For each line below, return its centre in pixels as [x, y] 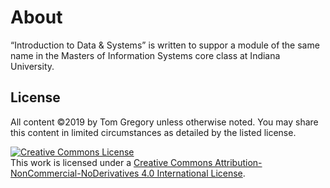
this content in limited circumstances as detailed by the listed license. [153, 132]
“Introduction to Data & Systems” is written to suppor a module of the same [165, 45]
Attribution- [238, 162]
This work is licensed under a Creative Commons [111, 162]
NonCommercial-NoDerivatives [75, 173]
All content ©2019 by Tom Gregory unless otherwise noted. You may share [164, 122]
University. [32, 66]
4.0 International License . [193, 173]
